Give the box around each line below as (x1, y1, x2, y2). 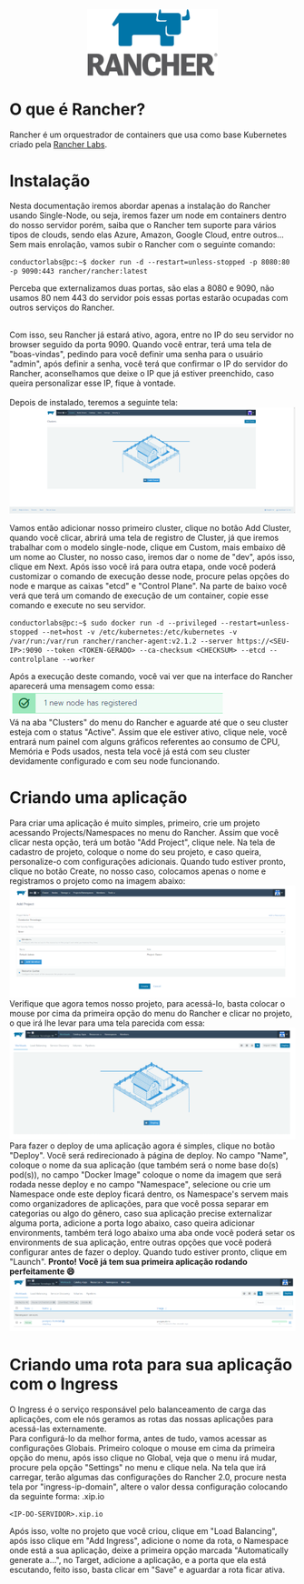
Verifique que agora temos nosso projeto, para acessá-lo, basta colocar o (9, 998, 286, 1009)
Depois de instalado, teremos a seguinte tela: (9, 397, 179, 408)
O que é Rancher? (9, 99, 146, 119)
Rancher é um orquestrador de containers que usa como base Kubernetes (9, 129, 288, 140)
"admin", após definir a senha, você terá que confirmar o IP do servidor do (9, 358, 289, 369)
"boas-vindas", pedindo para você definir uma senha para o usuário (9, 349, 264, 360)
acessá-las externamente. (9, 1423, 107, 1435)
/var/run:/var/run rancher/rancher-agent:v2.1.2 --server (9, 637, 233, 646)
